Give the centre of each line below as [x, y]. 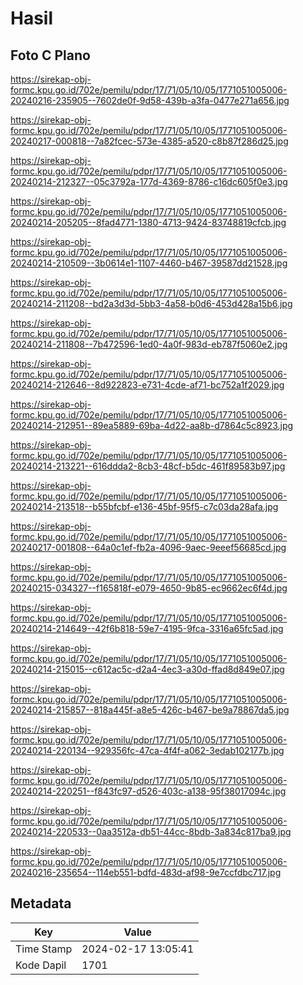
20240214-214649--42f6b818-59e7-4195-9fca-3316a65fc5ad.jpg [147, 628]
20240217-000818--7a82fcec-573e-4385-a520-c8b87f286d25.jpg [149, 141]
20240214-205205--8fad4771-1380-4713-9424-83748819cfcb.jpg [148, 222]
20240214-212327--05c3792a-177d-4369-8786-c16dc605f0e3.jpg [149, 181]
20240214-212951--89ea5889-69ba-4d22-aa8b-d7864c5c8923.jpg [152, 425]
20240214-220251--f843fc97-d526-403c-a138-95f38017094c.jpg [148, 791]
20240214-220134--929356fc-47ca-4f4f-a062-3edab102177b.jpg [147, 750]
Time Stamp [44, 949]
